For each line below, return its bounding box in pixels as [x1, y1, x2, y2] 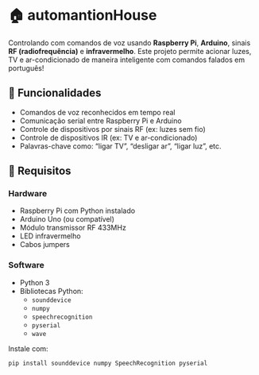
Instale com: [8, 343, 49, 354]
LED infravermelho [19, 231, 81, 241]
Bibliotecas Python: [19, 286, 83, 296]
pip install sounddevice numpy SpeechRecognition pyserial [8, 359, 208, 367]
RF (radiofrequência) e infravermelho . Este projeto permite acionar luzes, [8, 46, 252, 56]
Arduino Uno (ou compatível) [19, 215, 115, 224]
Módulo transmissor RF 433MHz [19, 223, 127, 233]
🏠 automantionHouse [8, 6, 157, 25]
